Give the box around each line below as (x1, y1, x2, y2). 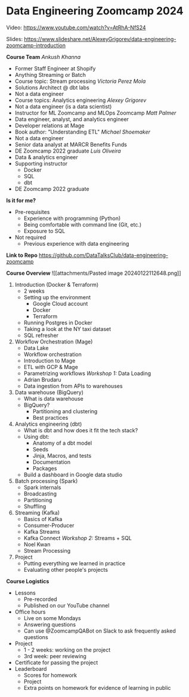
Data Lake (23, 344, 49, 351)
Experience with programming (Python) (23, 215, 121, 222)
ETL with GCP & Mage (23, 363, 79, 370)
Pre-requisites (14, 208, 50, 215)
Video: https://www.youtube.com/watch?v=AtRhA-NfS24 (6, 24, 146, 31)
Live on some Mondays (23, 614, 82, 621)
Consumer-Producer (23, 522, 75, 529)
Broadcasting (23, 490, 57, 497)
